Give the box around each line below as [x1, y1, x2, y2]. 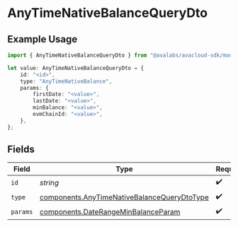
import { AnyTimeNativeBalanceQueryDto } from [7, 52, 147, 59]
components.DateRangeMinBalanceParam [40, 206, 181, 216]
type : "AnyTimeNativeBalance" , [20, 78, 113, 85]
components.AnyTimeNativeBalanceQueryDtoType [40, 192, 209, 202]
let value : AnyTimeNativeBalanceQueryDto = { [7, 64, 144, 71]
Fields [7, 144, 35, 156]
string [40, 177, 59, 187]
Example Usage [7, 33, 78, 45]
